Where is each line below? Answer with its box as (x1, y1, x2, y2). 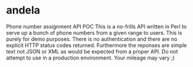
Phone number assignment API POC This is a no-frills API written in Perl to (6, 23, 187, 30)
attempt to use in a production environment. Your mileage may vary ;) (6, 54, 175, 61)
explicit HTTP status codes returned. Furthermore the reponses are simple (6, 42, 187, 49)
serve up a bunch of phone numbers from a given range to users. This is (6, 29, 182, 36)
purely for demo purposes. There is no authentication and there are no (6, 35, 178, 42)
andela (6, 4, 40, 17)
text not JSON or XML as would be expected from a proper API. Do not (6, 48, 178, 55)
